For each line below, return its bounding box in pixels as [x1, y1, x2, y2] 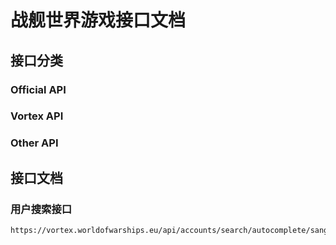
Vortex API [10, 109, 64, 123]
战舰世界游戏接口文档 [10, 9, 187, 32]
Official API [10, 82, 67, 96]
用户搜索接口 [10, 202, 73, 216]
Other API [10, 136, 59, 150]
